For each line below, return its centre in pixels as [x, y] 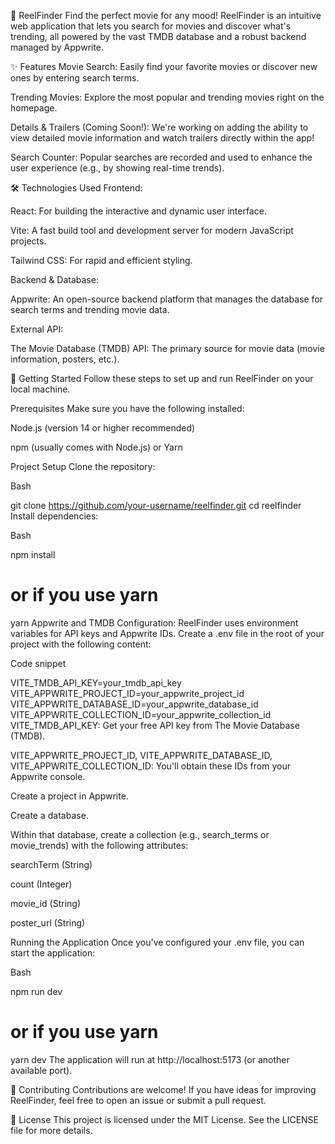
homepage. [34, 108]
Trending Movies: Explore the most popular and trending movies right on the [167, 97]
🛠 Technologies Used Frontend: [76, 188]
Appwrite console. [48, 776]
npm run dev [36, 991]
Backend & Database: [54, 279]
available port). [41, 1070]
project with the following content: [81, 644]
